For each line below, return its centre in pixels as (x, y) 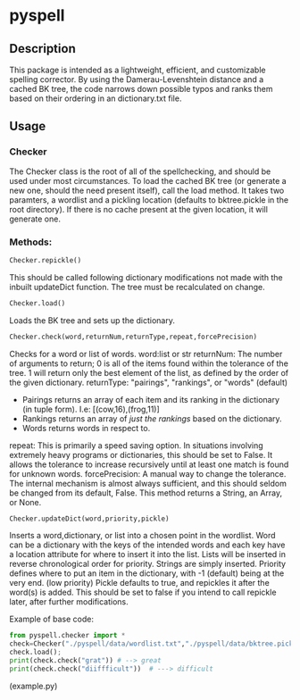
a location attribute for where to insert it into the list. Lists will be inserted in (147, 554)
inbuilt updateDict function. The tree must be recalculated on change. (137, 287)
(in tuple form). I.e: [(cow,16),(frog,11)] (91, 409)
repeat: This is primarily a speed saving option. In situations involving (136, 445)
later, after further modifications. (69, 602)
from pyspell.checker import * (67, 636)
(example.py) (33, 686)
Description (42, 49)
